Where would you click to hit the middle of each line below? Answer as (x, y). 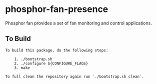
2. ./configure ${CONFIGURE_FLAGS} (51, 63)
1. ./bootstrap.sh (33, 59)
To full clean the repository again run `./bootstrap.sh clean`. (74, 76)
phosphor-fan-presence (57, 9)
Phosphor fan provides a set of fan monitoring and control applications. (79, 23)
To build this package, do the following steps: (57, 50)
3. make (22, 68)
